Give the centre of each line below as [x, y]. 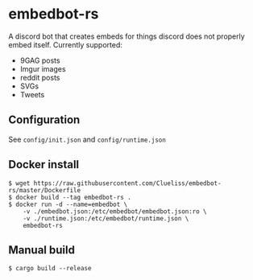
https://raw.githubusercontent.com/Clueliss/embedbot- [127, 183]
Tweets [32, 94]
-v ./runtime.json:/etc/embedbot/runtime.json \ [106, 218]
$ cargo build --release [50, 269]
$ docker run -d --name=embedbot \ [68, 204]
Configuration [44, 120]
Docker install [44, 165]
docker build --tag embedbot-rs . [73, 197]
